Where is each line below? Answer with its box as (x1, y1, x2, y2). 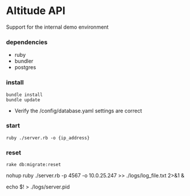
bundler (14, 57, 34, 65)
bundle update (6, 97, 41, 103)
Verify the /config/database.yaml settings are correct (14, 107, 142, 114)
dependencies (6, 38, 48, 46)
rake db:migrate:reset (6, 162, 61, 168)
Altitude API (6, 4, 66, 18)
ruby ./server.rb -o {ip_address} (6, 135, 90, 141)
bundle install (6, 92, 43, 98)
